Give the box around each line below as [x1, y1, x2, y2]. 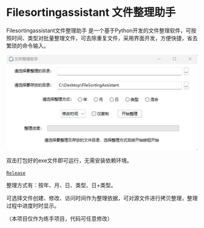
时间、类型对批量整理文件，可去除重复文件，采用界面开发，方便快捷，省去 [11, 34, 198, 41]
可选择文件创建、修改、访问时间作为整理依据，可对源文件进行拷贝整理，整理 [6, 194, 198, 201]
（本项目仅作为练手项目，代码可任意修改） [6, 215, 113, 222]
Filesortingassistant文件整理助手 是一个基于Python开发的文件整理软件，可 [6, 27, 191, 34]
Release [6, 170, 26, 176]
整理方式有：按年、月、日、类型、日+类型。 [6, 181, 117, 188]
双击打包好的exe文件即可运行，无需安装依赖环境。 [6, 156, 132, 164]
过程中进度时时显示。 [6, 202, 59, 209]
